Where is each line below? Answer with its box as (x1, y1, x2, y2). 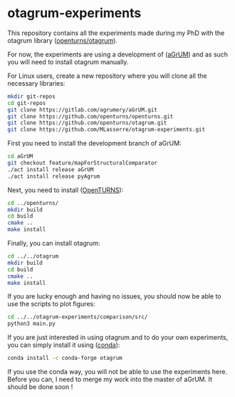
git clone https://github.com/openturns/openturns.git (7, 113, 174, 120)
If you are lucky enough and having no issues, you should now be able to (7, 292, 222, 301)
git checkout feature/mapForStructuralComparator (7, 159, 158, 167)
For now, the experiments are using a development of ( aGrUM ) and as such (7, 50, 229, 59)
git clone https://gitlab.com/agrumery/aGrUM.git (7, 106, 158, 114)
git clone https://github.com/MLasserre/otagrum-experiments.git (7, 126, 205, 134)
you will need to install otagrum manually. (7, 57, 129, 66)
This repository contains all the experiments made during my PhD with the (7, 29, 225, 37)
